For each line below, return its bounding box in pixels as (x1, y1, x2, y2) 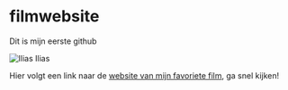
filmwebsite (9, 6, 100, 27)
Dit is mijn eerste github (9, 36, 97, 46)
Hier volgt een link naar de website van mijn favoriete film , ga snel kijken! (9, 70, 280, 81)
